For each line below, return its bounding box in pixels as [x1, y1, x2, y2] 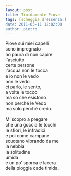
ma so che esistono [5, 95, 46, 101]
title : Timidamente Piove [5, 12, 60, 17]
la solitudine [5, 149, 31, 155]
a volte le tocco [5, 89, 38, 95]
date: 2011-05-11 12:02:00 [5, 21, 62, 27]
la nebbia [5, 143, 25, 149]
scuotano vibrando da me [5, 138, 59, 144]
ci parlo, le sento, [5, 84, 42, 90]
